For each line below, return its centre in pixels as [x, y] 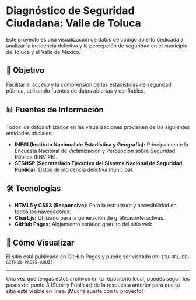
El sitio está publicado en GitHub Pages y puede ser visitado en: [83, 257]
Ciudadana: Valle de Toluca [73, 23]
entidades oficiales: [30, 133]
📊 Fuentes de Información [55, 110]
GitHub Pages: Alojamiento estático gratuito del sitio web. [84, 224]
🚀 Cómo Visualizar [40, 242]
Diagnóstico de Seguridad [70, 11]
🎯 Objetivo [25, 71]
